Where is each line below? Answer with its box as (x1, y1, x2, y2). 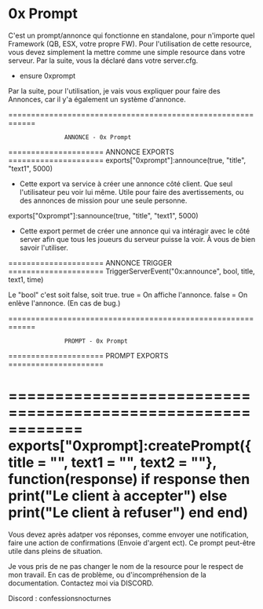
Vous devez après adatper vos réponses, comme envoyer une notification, (8, 530, 249, 539)
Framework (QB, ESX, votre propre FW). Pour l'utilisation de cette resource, (8, 39, 252, 48)
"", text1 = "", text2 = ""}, (49, 453, 217, 471)
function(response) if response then (8, 471, 250, 488)
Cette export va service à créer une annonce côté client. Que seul (19, 178, 233, 189)
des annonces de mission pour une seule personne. (19, 196, 188, 205)
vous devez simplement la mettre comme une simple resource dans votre (8, 47, 246, 57)
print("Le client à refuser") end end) (8, 504, 249, 522)
